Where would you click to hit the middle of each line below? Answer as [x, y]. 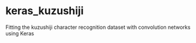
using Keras [20, 33]
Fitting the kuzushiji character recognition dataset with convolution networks [98, 27]
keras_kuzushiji [45, 11]
